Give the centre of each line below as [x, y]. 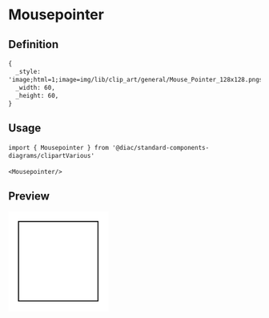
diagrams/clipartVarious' [51, 155]
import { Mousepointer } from [59, 147]
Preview [29, 197]
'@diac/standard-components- [161, 147]
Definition [33, 44]
